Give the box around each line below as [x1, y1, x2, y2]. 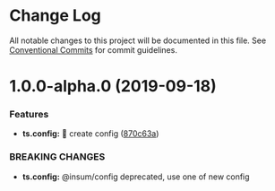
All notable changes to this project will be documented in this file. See [9, 35, 267, 46]
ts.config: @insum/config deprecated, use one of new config [21, 171, 250, 182]
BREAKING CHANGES [9, 151, 106, 163]
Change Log [9, 5, 101, 26]
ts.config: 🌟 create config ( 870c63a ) [21, 128, 159, 139]
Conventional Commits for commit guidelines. [9, 44, 177, 55]
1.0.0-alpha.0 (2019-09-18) [9, 76, 217, 97]
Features [9, 109, 49, 121]
